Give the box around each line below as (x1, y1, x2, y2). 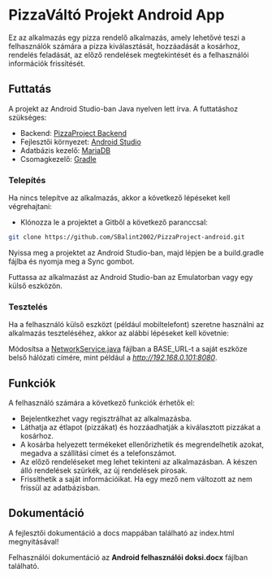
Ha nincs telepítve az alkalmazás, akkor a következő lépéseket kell (8, 193, 231, 203)
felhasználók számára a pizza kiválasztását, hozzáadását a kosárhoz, (8, 41, 241, 50)
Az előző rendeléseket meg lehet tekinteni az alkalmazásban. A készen (19, 457, 257, 467)
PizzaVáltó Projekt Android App (8, 6, 225, 24)
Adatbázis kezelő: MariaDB (19, 145, 111, 155)
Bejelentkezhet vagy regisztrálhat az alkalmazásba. (19, 413, 192, 424)
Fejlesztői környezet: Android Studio (19, 137, 142, 146)
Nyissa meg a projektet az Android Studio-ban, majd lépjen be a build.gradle (8, 247, 264, 257)
